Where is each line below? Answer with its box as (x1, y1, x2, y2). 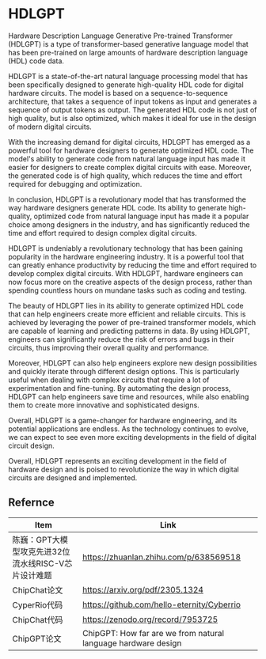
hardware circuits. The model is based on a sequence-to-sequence (8, 88, 228, 97)
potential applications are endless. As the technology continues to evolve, (8, 424, 249, 434)
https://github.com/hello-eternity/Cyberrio (82, 599, 241, 610)
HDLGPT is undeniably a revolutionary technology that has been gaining (8, 243, 243, 253)
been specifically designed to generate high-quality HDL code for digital (8, 80, 244, 89)
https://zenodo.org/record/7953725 (82, 614, 218, 625)
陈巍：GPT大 (12, 534, 61, 545)
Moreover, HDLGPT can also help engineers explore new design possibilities (8, 358, 257, 368)
